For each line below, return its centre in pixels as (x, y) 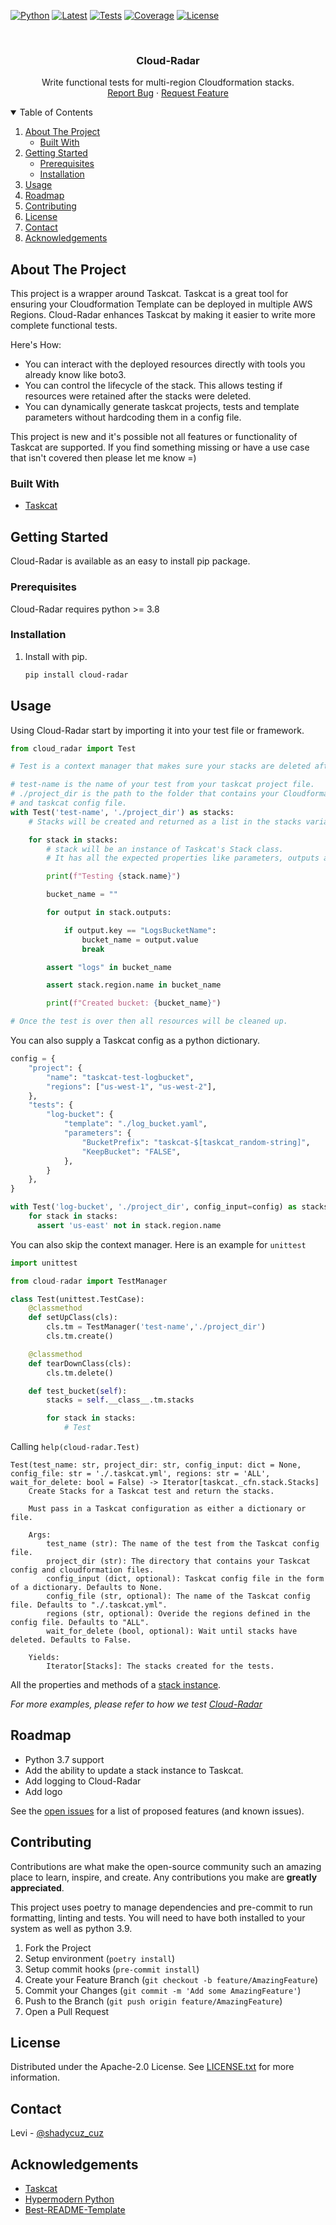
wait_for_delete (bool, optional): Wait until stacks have (172, 1631)
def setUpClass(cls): (73, 1318)
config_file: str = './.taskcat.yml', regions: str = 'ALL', (140, 1474)
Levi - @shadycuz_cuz (57, 2133)
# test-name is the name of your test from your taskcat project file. (162, 785)
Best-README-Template (75, 2210)
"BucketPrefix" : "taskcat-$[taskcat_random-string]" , (196, 1142)
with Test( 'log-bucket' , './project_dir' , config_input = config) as (154, 1207)
